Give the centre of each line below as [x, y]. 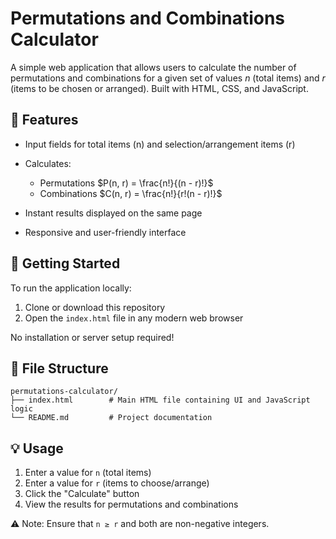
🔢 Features [44, 120]
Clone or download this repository [95, 307]
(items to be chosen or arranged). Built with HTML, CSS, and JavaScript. [159, 88]
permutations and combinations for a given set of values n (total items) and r [168, 78]
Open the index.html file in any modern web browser [134, 318]
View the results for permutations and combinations [131, 504]
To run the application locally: [71, 288]
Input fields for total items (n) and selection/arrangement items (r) [160, 144]
